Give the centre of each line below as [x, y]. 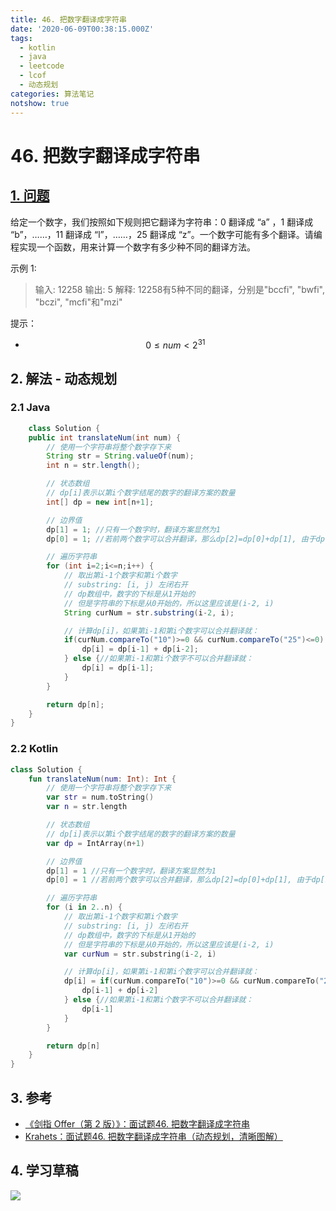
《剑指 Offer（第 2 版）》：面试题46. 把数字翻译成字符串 [137, 1123]
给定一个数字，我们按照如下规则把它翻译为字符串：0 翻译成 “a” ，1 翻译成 [162, 222]
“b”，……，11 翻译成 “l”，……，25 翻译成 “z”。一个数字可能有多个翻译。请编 [166, 234]
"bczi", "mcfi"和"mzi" [78, 302]
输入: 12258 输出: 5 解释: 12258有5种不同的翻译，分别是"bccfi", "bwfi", [179, 289]
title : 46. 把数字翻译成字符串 [68, 19]
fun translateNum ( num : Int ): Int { [102, 779]
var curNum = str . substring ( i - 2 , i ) [140, 954]
